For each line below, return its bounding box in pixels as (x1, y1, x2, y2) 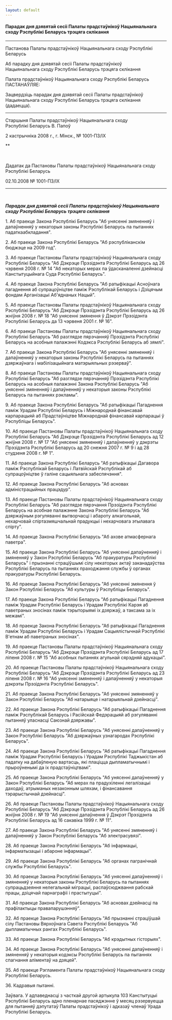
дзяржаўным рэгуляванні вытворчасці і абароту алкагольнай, (5, 512, 141, 518)
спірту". (5, 523, 23, 530)
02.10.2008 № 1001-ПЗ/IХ (5, 178, 60, 184)
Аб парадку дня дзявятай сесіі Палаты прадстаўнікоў (5, 60, 122, 67)
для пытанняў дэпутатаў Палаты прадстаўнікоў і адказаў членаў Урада (5, 1003, 161, 1009)
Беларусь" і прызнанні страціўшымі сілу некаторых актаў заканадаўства (5, 560, 165, 566)
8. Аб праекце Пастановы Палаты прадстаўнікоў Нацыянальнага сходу (5, 370, 161, 376)
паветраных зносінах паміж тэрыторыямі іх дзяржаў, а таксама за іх (5, 607, 156, 613)
